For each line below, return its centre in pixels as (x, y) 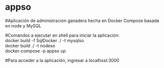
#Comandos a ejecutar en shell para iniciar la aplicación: (62, 35)
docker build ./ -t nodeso (30, 45)
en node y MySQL (23, 25)
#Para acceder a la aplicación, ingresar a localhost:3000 (62, 60)
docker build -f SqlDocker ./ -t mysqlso (45, 40)
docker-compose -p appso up (36, 51)
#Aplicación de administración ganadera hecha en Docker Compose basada (82, 21)
